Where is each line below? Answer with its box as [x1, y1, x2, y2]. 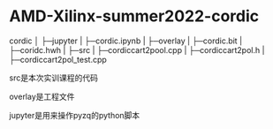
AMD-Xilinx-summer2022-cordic [9, 6, 260, 27]
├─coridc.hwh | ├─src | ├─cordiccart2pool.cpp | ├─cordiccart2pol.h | [9, 44, 265, 55]
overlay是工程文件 [9, 91, 75, 102]
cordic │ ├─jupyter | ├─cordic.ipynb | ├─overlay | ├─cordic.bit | [9, 35, 243, 46]
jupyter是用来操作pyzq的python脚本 [9, 110, 140, 120]
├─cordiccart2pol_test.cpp [9, 54, 108, 64]
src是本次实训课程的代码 [9, 72, 99, 83]
